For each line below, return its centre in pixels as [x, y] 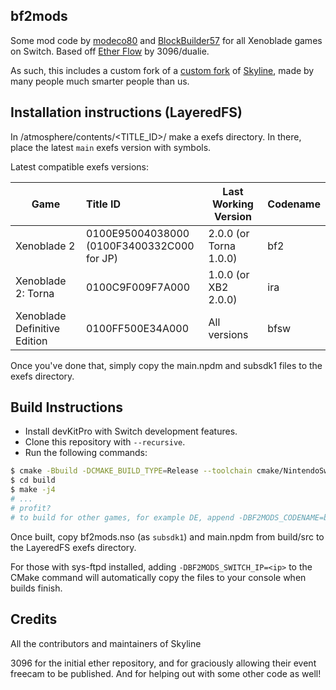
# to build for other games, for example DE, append [122, 517]
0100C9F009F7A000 [138, 287]
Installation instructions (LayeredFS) [126, 112]
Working [232, 204]
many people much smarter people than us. [100, 81]
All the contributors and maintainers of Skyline [106, 643]
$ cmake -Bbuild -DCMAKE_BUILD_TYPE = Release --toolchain [131, 471]
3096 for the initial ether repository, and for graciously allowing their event [163, 663]
